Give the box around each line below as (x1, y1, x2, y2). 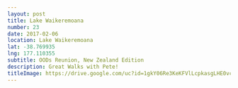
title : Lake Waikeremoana (7, 17, 84, 24)
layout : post (7, 10, 46, 18)
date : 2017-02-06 (7, 30, 59, 38)
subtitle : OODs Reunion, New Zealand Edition (7, 57, 144, 64)
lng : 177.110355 (7, 50, 55, 57)
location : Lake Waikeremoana (7, 37, 93, 44)
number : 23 (7, 23, 40, 31)
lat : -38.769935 (7, 43, 55, 50)
